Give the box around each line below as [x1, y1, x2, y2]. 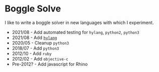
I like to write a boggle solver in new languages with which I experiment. [5, 19, 154, 25]
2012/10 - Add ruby [12, 50, 52, 56]
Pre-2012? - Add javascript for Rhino [12, 61, 88, 67]
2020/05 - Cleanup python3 [12, 39, 69, 45]
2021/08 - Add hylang [12, 34, 57, 40]
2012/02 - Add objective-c [12, 55, 68, 61]
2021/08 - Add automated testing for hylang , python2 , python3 [12, 29, 139, 35]
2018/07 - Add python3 [12, 45, 59, 51]
